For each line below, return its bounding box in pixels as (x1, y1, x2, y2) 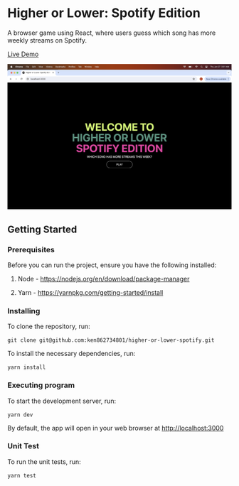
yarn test (7, 472, 37, 479)
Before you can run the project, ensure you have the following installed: (7, 261, 217, 269)
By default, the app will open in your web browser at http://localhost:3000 (7, 423, 224, 432)
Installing (7, 306, 41, 315)
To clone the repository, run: (7, 322, 90, 331)
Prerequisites (7, 244, 55, 254)
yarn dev (7, 411, 33, 418)
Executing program (7, 380, 75, 390)
